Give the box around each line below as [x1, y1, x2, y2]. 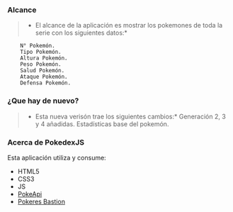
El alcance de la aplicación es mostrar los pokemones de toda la [35, 21, 223, 30]
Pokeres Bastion [17, 197, 66, 206]
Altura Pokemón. [20, 55, 69, 62]
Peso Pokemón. [20, 61, 62, 68]
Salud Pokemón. [20, 67, 65, 74]
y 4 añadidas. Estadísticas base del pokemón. [35, 119, 169, 128]
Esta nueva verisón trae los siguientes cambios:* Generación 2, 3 [35, 112, 227, 121]
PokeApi [17, 189, 42, 198]
